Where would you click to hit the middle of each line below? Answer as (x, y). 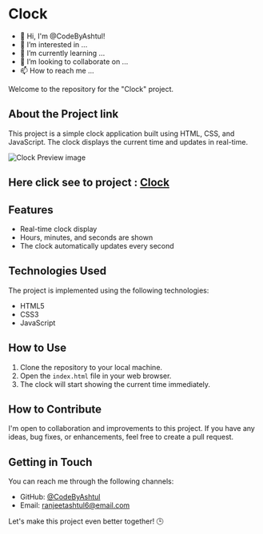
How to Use (38, 348)
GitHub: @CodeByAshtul (60, 497)
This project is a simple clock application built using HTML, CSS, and (122, 133)
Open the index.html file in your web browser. (96, 376)
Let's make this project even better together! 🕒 (86, 521)
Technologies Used (57, 271)
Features (31, 210)
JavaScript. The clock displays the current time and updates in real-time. (128, 141)
